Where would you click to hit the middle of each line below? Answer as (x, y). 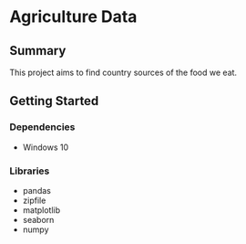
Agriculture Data (73, 17)
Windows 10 (46, 147)
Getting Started (54, 101)
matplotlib (41, 210)
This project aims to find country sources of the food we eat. (123, 72)
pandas (37, 190)
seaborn (38, 219)
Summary (38, 51)
